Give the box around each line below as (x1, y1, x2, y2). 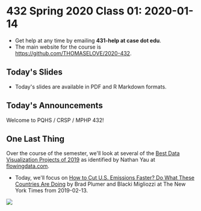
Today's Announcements (6, 100, 104, 111)
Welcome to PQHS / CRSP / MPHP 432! (6, 116, 104, 124)
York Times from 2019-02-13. (14, 187, 88, 194)
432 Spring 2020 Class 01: (6, 4, 143, 18)
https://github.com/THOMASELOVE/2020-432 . (14, 49, 132, 57)
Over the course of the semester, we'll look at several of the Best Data (6, 150, 180, 157)
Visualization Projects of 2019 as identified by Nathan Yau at (6, 156, 155, 164)
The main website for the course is (14, 43, 101, 50)
